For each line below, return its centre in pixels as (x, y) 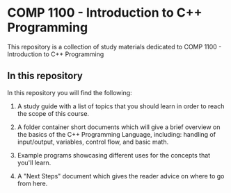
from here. (32, 183)
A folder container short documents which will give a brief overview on (119, 127)
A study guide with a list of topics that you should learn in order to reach (121, 106)
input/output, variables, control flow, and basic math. (93, 142)
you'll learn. (34, 162)
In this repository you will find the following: (70, 92)
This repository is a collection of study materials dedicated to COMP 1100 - (114, 47)
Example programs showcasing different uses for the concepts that (114, 155)
